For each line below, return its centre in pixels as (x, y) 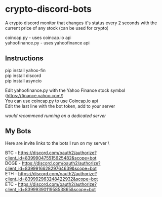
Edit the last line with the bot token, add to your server (60, 106)
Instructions (24, 59)
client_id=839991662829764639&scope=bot (51, 168)
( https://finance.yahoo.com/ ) (35, 95)
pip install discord (23, 76)
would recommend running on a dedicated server (56, 116)
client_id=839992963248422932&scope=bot (52, 179)
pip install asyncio (23, 80)
